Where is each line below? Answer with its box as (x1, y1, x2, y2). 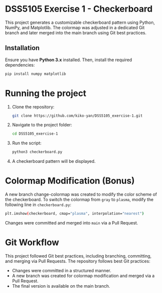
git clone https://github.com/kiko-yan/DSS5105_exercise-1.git (12, 113, 143, 118)
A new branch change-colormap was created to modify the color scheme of (5, 191, 157, 197)
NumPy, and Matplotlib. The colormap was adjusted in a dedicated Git (5, 24, 145, 30)
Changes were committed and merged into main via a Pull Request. (5, 220, 138, 225)
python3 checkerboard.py (12, 150, 63, 155)
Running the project (5, 87, 86, 99)
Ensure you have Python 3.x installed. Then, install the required (5, 57, 132, 63)
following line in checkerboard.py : (5, 202, 71, 207)
